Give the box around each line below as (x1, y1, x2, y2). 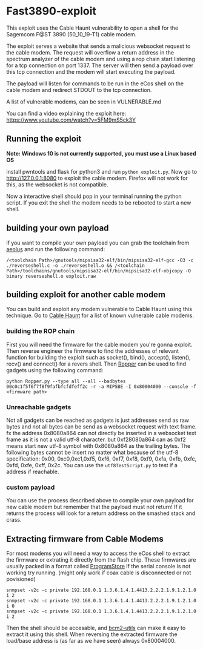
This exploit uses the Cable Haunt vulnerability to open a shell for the (6, 24, 179, 31)
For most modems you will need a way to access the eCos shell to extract (6, 550, 190, 557)
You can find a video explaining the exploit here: (6, 110, 127, 117)
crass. (6, 516, 22, 524)
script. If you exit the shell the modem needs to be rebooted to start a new (6, 199, 191, 206)
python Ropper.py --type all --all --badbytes (6, 378, 126, 384)
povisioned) (6, 576, 36, 583)
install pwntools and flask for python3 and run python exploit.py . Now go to (6, 168, 198, 175)
